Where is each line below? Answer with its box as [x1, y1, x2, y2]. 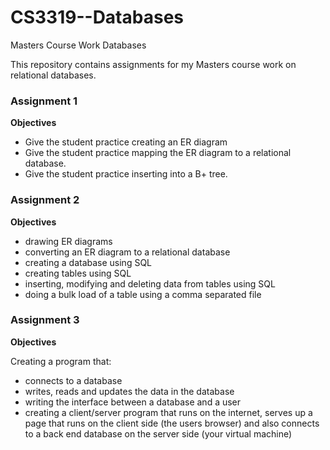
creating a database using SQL [24, 256, 153, 268]
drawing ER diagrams [24, 235, 113, 247]
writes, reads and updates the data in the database [24, 385, 235, 397]
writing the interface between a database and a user [24, 396, 242, 408]
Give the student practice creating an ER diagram [24, 136, 228, 148]
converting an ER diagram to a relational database [24, 246, 231, 258]
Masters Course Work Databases [10, 39, 147, 51]
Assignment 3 [10, 313, 80, 327]
